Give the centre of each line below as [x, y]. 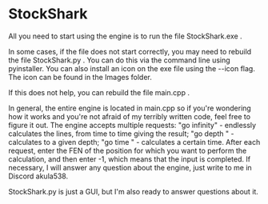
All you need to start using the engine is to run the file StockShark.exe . [125, 36]
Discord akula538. [38, 176]
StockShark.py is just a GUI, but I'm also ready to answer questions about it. [133, 191]
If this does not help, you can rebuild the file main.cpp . [99, 92]
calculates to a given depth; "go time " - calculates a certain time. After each [134, 142]
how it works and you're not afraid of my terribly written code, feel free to [129, 116]
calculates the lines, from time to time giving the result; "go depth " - [121, 134]
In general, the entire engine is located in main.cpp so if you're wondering [130, 108]
